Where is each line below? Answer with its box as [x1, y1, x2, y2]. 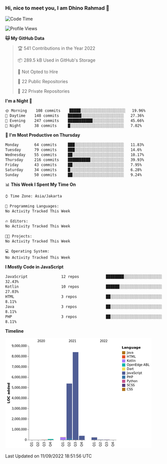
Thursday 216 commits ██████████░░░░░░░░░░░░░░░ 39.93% [5, 157, 144, 162]
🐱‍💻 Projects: [5, 234, 32, 239]
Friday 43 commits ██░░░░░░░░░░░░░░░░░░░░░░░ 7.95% [5, 162, 142, 167]
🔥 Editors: [5, 219, 28, 224]
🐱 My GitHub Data [5, 35, 45, 42]
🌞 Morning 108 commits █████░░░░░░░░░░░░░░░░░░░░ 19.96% [5, 108, 146, 113]
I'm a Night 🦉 [5, 98, 32, 104]
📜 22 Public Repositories [17, 79, 68, 85]
